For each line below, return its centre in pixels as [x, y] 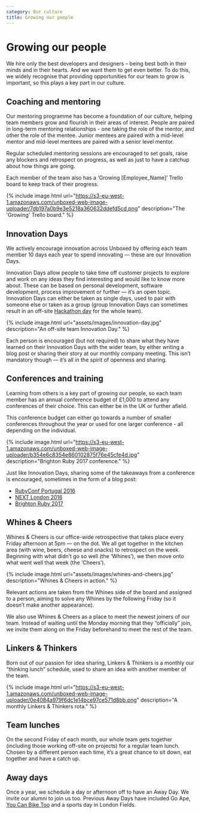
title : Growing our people [40, 17]
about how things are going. [41, 166]
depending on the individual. [41, 430]
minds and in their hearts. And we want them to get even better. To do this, [98, 70]
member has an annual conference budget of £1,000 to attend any [88, 399]
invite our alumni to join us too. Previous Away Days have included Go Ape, [98, 798]
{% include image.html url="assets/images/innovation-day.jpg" [84, 323]
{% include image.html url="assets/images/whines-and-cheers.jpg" [90, 574]
